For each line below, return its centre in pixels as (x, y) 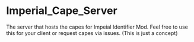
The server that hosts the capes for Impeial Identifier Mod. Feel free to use (97, 27)
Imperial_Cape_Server (62, 11)
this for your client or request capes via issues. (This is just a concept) (92, 33)
